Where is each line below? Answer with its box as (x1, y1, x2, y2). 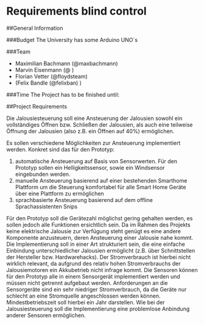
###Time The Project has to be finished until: (6, 91, 120, 98)
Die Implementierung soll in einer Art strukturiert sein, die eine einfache (6, 240, 186, 248)
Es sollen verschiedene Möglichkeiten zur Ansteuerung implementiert (6, 139, 181, 147)
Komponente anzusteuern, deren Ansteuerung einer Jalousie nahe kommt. (6, 234, 194, 241)
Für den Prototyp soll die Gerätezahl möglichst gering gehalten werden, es (6, 214, 193, 222)
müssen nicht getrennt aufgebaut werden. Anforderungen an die (6, 279, 168, 287)
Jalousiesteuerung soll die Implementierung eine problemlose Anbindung (6, 305, 190, 312)
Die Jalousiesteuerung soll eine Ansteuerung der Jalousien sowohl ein (6, 114, 183, 122)
